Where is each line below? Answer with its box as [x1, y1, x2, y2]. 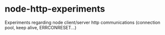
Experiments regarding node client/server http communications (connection [4, 19, 161, 25]
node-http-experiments [4, 3, 105, 15]
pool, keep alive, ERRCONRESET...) [4, 24, 77, 30]
